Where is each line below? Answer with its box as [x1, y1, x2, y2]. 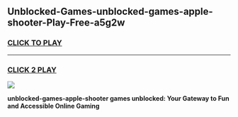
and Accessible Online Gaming [7, 101, 100, 110]
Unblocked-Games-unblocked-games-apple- [7, 6, 214, 18]
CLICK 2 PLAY [7, 65, 57, 74]
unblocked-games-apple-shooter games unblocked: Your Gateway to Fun [7, 94, 229, 102]
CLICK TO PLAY [7, 38, 62, 48]
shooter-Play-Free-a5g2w [7, 17, 125, 29]
